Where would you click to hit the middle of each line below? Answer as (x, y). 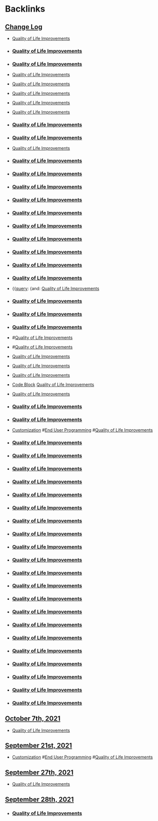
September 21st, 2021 (39, 745)
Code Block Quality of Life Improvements (53, 385)
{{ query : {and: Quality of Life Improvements (55, 289)
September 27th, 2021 (39, 772)
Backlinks (25, 9)
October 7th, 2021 (33, 719)
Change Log (24, 27)
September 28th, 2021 (39, 799)
